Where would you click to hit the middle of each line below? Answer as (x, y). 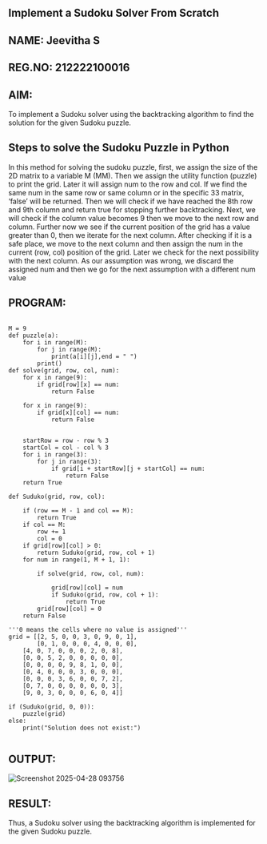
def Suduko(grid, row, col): (57, 496)
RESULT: (30, 804)
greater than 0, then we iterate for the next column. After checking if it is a (130, 235)
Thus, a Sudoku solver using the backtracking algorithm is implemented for (132, 823)
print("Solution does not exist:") (82, 728)
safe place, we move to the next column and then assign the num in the (126, 243)
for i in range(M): (55, 342)
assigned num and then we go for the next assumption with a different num (132, 269)
